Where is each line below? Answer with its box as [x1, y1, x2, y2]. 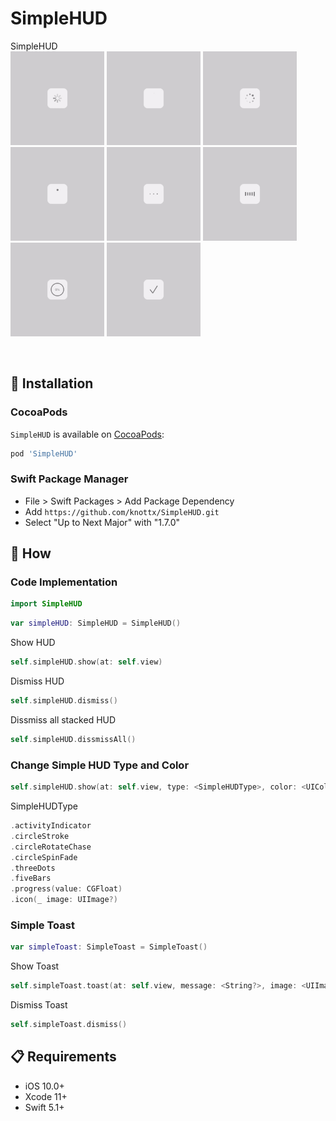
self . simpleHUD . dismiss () [10, 696, 118, 706]
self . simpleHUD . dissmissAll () [10, 734, 137, 744]
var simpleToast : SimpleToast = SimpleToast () [10, 942, 208, 952]
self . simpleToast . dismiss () [10, 1020, 128, 1030]
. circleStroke [10, 831, 70, 841]
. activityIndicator [10, 821, 92, 831]
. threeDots [10, 863, 56, 873]
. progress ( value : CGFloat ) [10, 884, 123, 894]
